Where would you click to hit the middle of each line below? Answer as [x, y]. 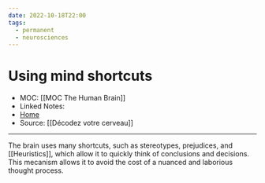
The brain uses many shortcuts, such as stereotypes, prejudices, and [121, 145]
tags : [17, 23]
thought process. [36, 170]
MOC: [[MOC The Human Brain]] [73, 98]
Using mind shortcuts [80, 76]
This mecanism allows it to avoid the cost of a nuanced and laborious [121, 163]
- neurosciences [42, 37]
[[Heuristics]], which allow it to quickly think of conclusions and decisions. [129, 154]
